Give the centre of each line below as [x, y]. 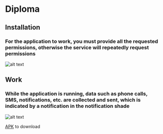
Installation [23, 27]
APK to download [23, 126]
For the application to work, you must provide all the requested [82, 41]
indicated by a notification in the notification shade [67, 106]
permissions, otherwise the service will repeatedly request [77, 47]
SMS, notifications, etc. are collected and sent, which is [73, 100]
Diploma [23, 9]
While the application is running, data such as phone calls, [76, 94]
